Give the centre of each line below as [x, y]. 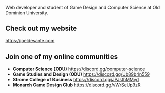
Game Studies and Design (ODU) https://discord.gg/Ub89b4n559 [81, 74]
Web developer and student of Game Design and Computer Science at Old [83, 7]
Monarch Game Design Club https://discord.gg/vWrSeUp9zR [76, 85]
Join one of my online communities [61, 57]
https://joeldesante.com [30, 40]
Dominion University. [27, 13]
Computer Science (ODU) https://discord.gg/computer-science [79, 69]
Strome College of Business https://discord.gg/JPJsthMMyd [76, 79]
